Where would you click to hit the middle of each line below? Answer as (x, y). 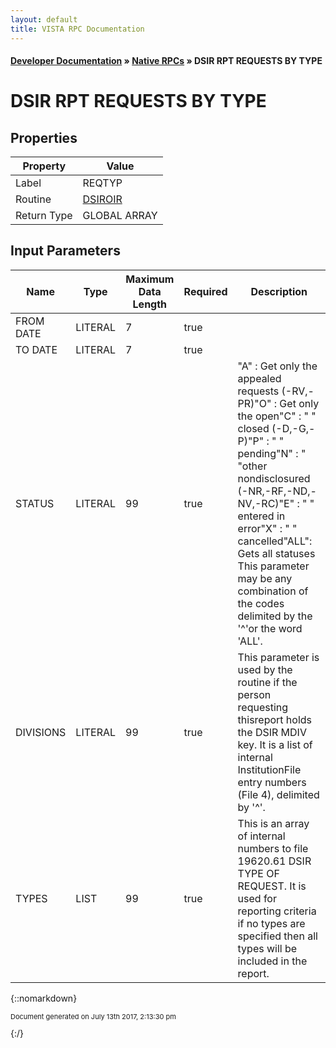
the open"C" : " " (277, 416)
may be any (265, 578)
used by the (265, 669)
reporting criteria (277, 911)
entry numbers (272, 782)
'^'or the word (270, 628)
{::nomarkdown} (44, 998)
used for (257, 898)
